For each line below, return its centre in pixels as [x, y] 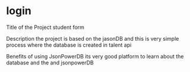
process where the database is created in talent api [69, 45]
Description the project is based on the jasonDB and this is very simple [93, 38]
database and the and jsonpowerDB [50, 63]
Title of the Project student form [45, 27]
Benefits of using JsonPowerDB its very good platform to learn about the [95, 56]
